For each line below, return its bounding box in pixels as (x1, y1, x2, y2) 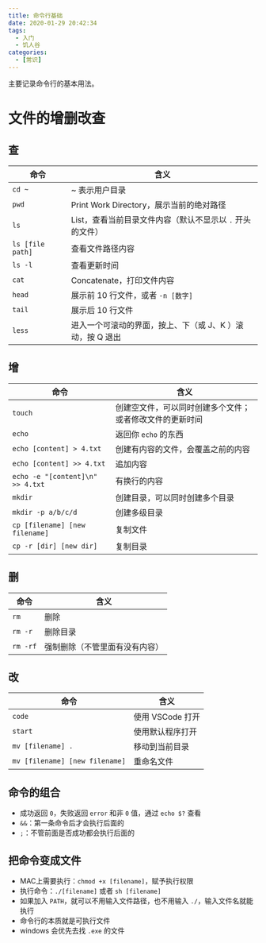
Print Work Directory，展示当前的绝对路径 (70, 199, 226, 211)
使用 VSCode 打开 (133, 712, 200, 723)
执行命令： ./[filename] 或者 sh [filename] (19, 886, 161, 895)
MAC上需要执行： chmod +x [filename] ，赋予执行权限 (19, 875, 194, 886)
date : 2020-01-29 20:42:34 (8, 19, 97, 27)
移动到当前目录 (133, 741, 190, 752)
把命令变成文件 (8, 853, 82, 867)
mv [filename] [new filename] (12, 756, 127, 766)
